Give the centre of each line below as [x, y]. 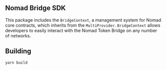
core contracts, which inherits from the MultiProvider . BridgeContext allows [83, 25]
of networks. [18, 35]
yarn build [16, 63]
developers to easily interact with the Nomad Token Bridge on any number [81, 30]
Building [18, 51]
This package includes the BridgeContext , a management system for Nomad [83, 20]
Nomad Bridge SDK [36, 8]
